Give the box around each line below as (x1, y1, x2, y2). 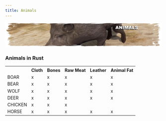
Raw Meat (64, 67, 86, 73)
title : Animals (5, 8, 37, 13)
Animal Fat (110, 67, 134, 73)
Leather (90, 67, 107, 73)
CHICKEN (7, 102, 27, 108)
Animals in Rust (5, 55, 44, 61)
